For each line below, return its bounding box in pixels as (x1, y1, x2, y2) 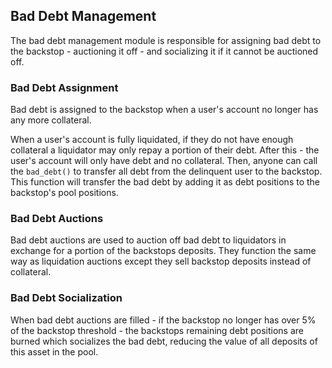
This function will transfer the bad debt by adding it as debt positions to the (10, 176, 321, 188)
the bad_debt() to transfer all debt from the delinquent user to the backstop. (10, 165, 323, 178)
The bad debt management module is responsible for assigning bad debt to (10, 34, 322, 46)
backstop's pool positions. (10, 187, 119, 199)
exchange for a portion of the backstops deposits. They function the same (10, 245, 317, 257)
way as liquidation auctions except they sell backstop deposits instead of (10, 255, 312, 268)
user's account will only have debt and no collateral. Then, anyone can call (10, 155, 318, 167)
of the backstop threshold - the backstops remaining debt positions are (10, 324, 304, 336)
